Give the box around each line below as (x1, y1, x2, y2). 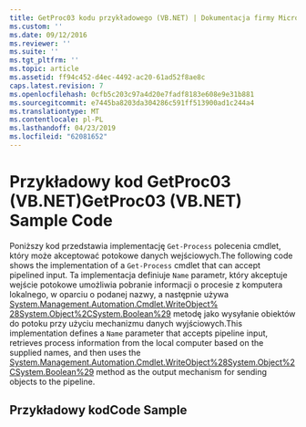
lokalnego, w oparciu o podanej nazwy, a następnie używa (9, 288, 229, 299)
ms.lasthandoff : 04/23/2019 (9, 124, 117, 133)
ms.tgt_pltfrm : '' (9, 56, 79, 65)
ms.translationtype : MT (9, 107, 100, 116)
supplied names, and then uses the (9, 347, 141, 358)
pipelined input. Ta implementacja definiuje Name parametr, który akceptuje (9, 269, 289, 280)
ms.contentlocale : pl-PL (9, 115, 104, 124)
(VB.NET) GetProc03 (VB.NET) (9, 191, 242, 212)
